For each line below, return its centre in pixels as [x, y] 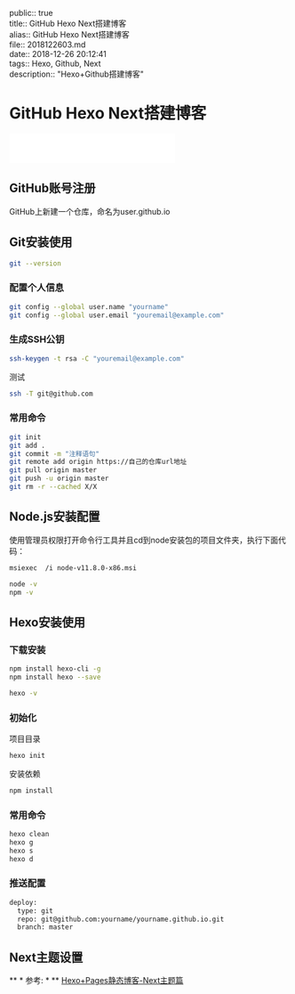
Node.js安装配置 [55, 517]
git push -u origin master [59, 479]
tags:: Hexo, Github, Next [55, 63]
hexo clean [29, 835]
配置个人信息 [37, 288]
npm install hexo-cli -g [55, 669]
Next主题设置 [46, 957]
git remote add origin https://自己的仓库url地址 [98, 462]
